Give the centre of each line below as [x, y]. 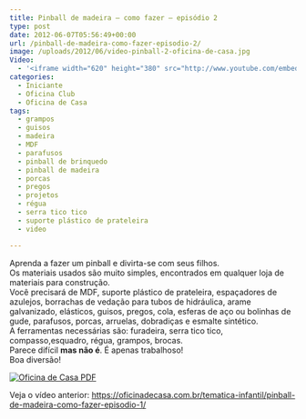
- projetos [38, 195]
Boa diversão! [36, 359]
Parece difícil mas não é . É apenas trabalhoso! [97, 350]
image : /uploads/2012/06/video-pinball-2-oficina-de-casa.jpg [130, 52]
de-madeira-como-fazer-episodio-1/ [78, 404]
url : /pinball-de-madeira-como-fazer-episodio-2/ [106, 43]
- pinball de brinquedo [62, 161]
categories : [32, 77]
